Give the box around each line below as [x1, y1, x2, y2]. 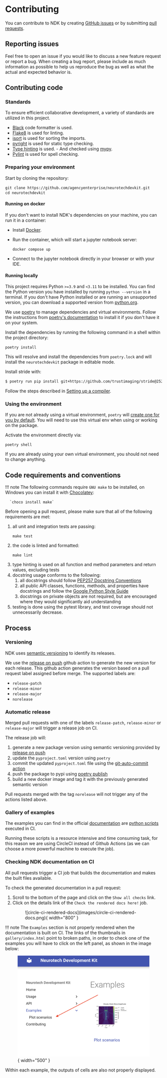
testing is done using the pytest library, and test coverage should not [12, 604, 153, 610]
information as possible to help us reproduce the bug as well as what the [5, 63, 154, 69]
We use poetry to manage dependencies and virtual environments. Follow [5, 309, 156, 315]
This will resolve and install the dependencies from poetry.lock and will [5, 354, 152, 360]
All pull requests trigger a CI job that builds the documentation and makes [5, 870, 156, 876]
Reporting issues [5, 40, 59, 48]
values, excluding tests [12, 567, 60, 573]
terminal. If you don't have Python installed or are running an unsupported [5, 294, 157, 300]
